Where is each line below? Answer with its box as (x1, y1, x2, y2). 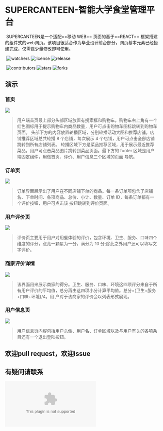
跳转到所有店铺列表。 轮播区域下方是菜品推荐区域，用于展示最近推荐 (16, 142, 154, 147)
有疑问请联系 (5, 368, 44, 376)
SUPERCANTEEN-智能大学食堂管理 (5, 4, 147, 16)
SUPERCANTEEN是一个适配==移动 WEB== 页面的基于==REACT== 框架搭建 (6, 34, 158, 39)
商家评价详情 (5, 260, 35, 267)
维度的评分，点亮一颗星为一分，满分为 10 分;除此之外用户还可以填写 (16, 241, 153, 247)
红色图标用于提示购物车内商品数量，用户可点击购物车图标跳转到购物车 (16, 123, 158, 129)
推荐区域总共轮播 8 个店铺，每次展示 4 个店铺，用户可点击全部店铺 (21, 135, 155, 141)
